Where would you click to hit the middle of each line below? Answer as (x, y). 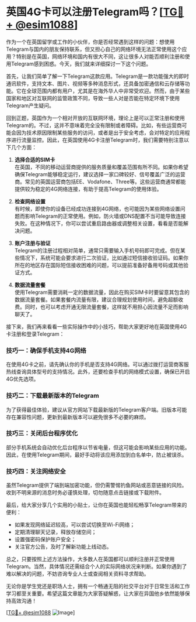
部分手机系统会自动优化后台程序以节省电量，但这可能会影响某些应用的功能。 (98, 447)
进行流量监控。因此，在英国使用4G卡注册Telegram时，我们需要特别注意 (97, 140)
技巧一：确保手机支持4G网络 (46, 350)
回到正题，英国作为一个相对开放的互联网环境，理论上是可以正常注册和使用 (95, 118)
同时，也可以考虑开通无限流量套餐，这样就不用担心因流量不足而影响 (106, 307)
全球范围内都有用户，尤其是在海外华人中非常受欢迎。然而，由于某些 (108, 91)
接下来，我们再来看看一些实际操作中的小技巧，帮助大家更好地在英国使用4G (97, 326)
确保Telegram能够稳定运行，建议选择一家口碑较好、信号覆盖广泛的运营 (100, 174)
